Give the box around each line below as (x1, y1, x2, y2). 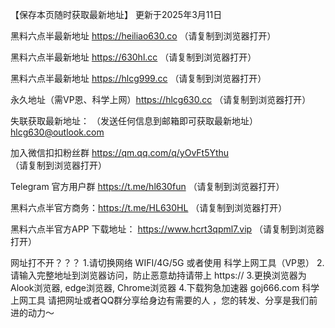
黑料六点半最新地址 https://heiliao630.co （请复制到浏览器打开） (10, 30, 277, 42)
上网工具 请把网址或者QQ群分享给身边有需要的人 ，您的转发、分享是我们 (10, 294, 310, 306)
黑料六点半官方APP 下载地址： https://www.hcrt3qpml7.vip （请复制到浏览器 (10, 223, 325, 235)
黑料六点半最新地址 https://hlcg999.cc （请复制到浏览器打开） (10, 73, 267, 84)
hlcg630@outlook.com (10, 126, 105, 138)
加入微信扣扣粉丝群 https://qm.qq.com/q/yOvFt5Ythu (10, 147, 230, 158)
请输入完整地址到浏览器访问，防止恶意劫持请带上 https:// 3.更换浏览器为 (10, 269, 307, 281)
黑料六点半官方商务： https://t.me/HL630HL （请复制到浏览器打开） (10, 202, 288, 213)
